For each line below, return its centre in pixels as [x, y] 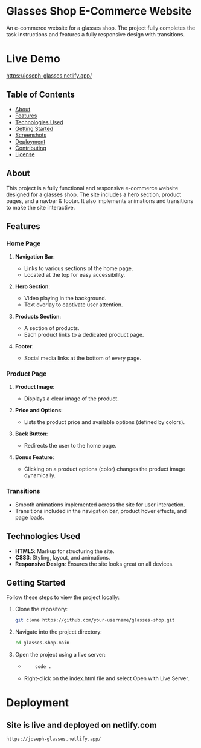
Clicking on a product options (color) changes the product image [104, 469]
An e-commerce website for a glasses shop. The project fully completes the [101, 28]
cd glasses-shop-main [42, 643]
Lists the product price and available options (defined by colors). [104, 422]
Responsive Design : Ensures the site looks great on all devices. [94, 564]
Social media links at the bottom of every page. [83, 358]
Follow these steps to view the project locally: [63, 597]
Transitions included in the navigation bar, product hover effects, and [101, 511]
